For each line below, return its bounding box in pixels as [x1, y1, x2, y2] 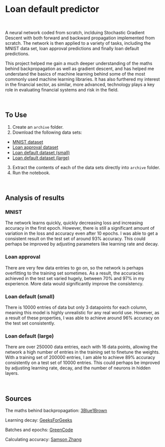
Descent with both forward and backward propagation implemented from [5, 35, 155, 41]
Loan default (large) [5, 332, 54, 339]
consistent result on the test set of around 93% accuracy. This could [5, 236, 146, 242]
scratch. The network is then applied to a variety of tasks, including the [5, 40, 151, 46]
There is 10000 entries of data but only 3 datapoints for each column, [5, 304, 148, 310]
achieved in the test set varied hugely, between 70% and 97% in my [5, 275, 145, 281]
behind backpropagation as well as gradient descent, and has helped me [5, 66, 154, 72]
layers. [5, 370, 19, 376]
